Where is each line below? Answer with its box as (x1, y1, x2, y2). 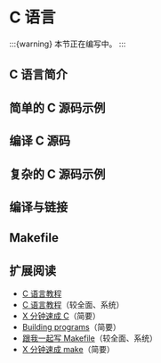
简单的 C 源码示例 (9, 100, 106, 115)
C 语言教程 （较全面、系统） (21, 300, 125, 310)
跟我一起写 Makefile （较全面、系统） (21, 333, 157, 343)
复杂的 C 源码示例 (9, 166, 106, 182)
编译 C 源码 (9, 134, 71, 149)
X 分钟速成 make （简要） (21, 344, 115, 355)
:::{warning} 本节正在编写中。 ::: (9, 38, 126, 49)
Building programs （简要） (21, 322, 122, 333)
